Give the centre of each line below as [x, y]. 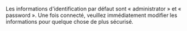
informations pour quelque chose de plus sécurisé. [69, 22]
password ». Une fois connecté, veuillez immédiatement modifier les [92, 15]
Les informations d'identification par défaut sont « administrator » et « [94, 9]
